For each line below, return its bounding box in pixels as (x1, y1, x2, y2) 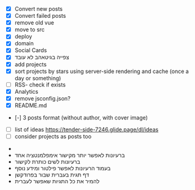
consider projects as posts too (14, 132, 92, 140)
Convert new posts (14, 6, 63, 12)
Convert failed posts (14, 12, 66, 20)
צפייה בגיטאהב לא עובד (14, 53, 69, 61)
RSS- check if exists (14, 81, 66, 88)
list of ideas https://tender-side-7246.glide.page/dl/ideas (14, 126, 159, 133)
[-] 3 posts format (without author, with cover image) (14, 113, 148, 121)
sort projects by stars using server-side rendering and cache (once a (14, 67, 189, 75)
